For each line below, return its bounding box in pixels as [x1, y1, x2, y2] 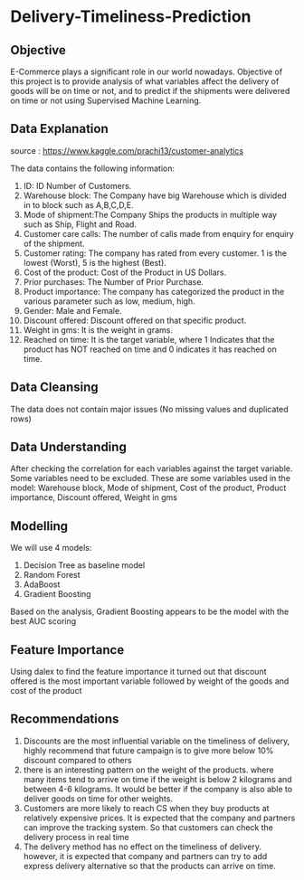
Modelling [10, 518, 69, 534]
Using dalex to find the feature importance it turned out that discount [10, 667, 267, 677]
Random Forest [23, 570, 81, 581]
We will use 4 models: [10, 543, 92, 554]
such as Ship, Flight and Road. [23, 219, 137, 230]
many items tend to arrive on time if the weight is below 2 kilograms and [23, 773, 292, 784]
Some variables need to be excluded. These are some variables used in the [10, 473, 291, 484]
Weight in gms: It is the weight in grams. [23, 324, 173, 336]
